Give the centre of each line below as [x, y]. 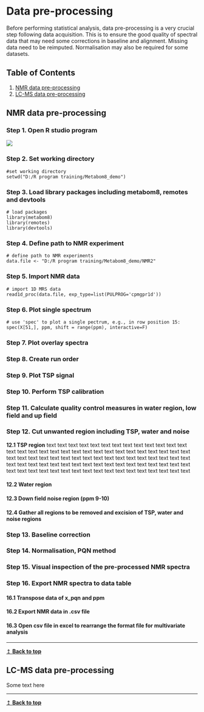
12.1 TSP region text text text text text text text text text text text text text [97, 445]
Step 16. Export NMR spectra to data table [69, 583]
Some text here [25, 685]
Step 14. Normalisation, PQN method [61, 551]
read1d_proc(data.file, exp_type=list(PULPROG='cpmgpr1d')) [84, 294]
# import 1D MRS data [34, 289]
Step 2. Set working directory [50, 159]
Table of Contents [41, 73]
